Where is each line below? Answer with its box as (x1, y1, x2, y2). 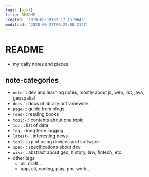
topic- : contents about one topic (12, 116, 84, 123)
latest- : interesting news (12, 133, 68, 139)
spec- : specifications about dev (12, 144, 81, 150)
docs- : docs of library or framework (12, 101, 89, 106)
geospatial (12, 95, 35, 101)
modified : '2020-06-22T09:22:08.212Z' (5, 22, 88, 27)
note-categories (5, 75, 59, 85)
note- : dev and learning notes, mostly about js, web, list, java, (12, 89, 145, 95)
